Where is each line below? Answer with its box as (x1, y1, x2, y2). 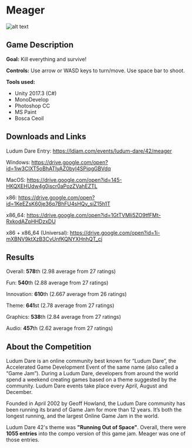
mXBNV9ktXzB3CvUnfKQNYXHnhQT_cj (6, 235, 103, 242)
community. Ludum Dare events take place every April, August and (6, 382, 168, 389)
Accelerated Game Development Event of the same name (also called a (6, 363, 178, 370)
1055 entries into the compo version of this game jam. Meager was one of (6, 430, 186, 437)
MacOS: (6, 176, 26, 183)
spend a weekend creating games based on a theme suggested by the (6, 376, 177, 383)
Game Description (6, 40, 74, 50)
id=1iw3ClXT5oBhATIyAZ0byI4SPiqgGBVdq (6, 165, 111, 172)
